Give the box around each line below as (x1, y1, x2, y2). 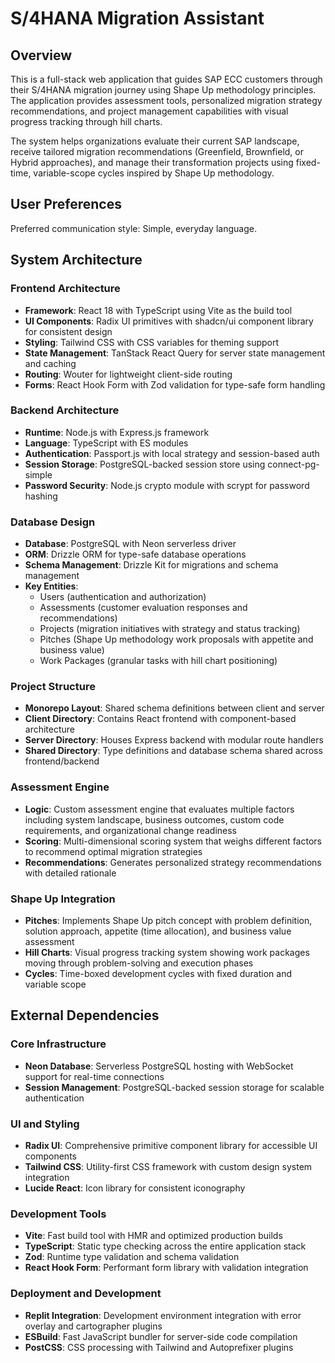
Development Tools (10, 1207, 107, 1221)
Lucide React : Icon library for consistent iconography (24, 1182, 246, 1194)
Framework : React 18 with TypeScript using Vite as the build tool (24, 304, 293, 316)
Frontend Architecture (10, 282, 121, 296)
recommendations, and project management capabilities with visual (10, 105, 289, 117)
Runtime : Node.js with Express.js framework (24, 426, 210, 438)
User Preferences (10, 196, 122, 213)
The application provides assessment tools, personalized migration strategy (10, 95, 323, 106)
